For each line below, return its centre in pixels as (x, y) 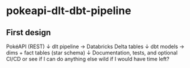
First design (29, 33)
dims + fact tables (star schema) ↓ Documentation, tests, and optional (92, 53)
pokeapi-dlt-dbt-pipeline (69, 11)
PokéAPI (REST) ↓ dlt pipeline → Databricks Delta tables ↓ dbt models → (95, 46)
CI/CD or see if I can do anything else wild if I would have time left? (88, 59)
